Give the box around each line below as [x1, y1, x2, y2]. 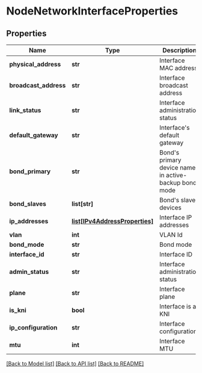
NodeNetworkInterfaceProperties [6, 4, 179, 18]
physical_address [9, 60, 61, 68]
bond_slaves [9, 200, 46, 208]
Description [162, 46, 197, 54]
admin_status [9, 267, 49, 276]
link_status [9, 106, 41, 114]
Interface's [159, 124, 191, 132]
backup [159, 179, 181, 186]
